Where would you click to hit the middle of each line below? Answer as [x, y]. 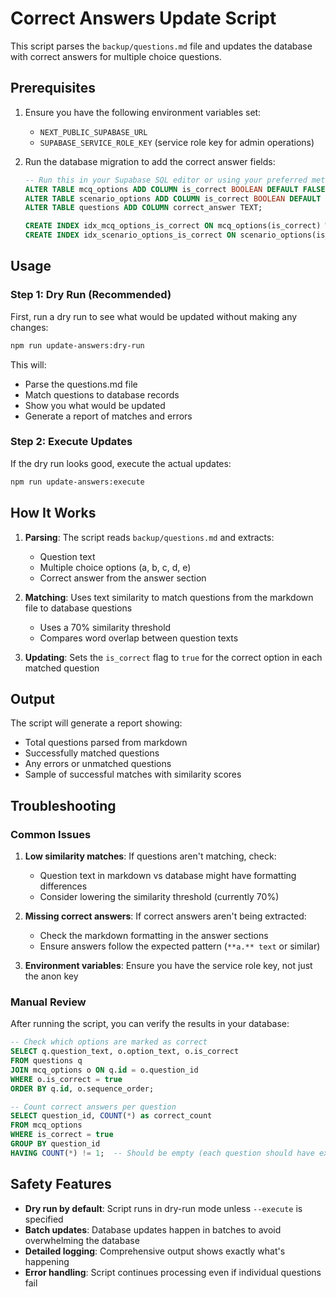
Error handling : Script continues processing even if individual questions [173, 1272]
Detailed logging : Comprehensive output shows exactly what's [155, 1251]
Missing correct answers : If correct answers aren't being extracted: [165, 916]
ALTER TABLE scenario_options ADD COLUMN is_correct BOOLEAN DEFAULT [173, 198]
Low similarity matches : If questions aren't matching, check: [150, 856]
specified [44, 1219]
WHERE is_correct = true [62, 1135]
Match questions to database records [102, 394]
